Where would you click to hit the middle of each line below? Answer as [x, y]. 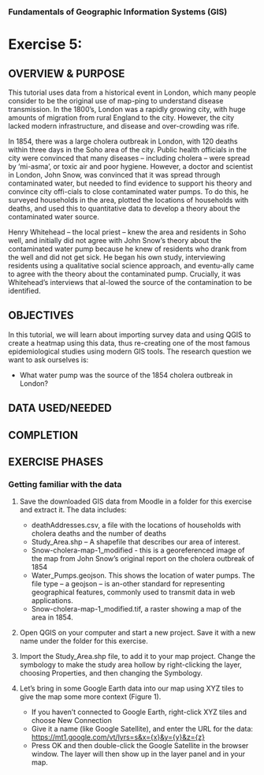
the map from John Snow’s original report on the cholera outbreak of [143, 559]
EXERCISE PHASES [56, 461]
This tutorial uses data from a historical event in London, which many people [132, 92]
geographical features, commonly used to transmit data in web [133, 592]
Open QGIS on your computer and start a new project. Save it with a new [138, 633]
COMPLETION [43, 435]
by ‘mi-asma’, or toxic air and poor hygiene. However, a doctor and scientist [131, 166]
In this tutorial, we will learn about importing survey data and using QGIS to [130, 335]
